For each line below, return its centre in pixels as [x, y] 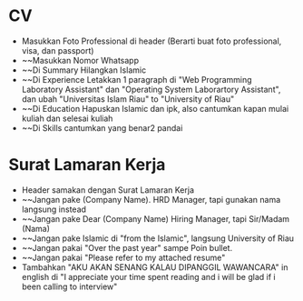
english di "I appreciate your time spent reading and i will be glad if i [148, 276]
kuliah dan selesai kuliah [67, 118]
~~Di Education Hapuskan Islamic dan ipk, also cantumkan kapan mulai [155, 108]
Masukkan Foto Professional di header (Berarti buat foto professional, [151, 41]
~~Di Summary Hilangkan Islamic [84, 70]
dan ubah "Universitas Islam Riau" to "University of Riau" [128, 99]
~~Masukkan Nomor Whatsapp [80, 60]
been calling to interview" [69, 286]
